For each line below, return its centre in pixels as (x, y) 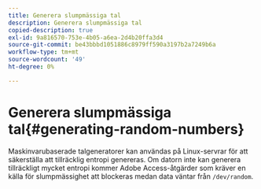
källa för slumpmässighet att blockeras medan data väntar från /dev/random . (131, 176)
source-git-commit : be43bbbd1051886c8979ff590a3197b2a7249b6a (112, 45)
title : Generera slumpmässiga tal (65, 15)
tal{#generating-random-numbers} (127, 129)
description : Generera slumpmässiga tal (75, 23)
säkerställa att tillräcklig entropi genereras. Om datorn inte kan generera (125, 159)
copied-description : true (50, 30)
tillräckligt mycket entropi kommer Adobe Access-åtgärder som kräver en (127, 168)
